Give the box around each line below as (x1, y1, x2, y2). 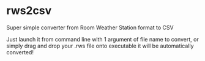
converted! (6, 48, 34, 56)
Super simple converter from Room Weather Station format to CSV (6, 24, 174, 31)
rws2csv (6, 4, 52, 18)
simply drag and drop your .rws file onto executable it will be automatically (6, 42, 194, 49)
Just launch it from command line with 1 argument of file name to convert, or (6, 35, 199, 43)
